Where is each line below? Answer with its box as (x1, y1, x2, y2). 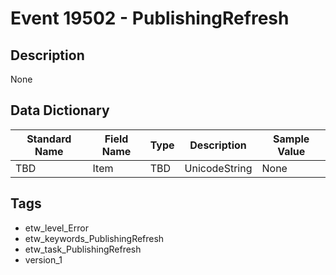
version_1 (24, 253, 63, 266)
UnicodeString (184, 161, 253, 175)
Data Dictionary (10, 102, 110, 119)
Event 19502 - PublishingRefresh (10, 7, 290, 30)
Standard (26, 132, 72, 146)
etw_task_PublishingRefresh (24, 243, 142, 255)
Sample (273, 132, 310, 146)
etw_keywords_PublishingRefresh (24, 232, 165, 244)
